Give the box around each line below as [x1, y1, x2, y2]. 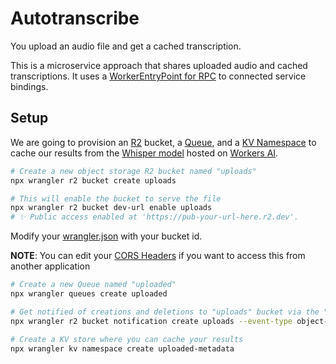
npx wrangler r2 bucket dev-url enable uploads [10, 203, 213, 213]
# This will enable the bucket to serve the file [10, 193, 222, 204]
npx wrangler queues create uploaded [10, 289, 168, 299]
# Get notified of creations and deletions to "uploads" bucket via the [10, 307, 320, 317]
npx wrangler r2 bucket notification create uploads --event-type [10, 316, 293, 326]
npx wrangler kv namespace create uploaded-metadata [10, 343, 235, 354]
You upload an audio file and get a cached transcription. [10, 40, 242, 52]
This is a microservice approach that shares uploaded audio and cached [10, 59, 308, 71]
